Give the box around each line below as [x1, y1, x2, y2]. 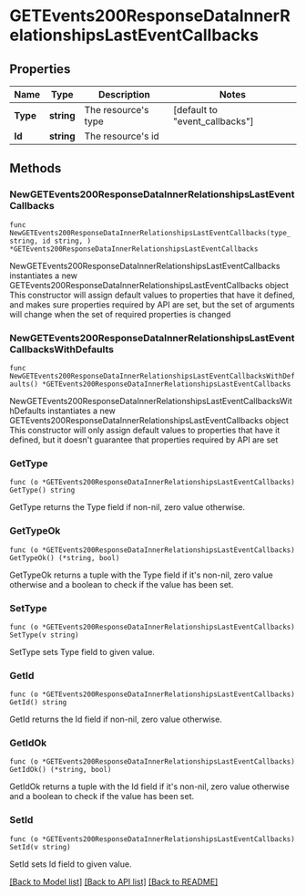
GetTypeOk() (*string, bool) [9, 553, 120, 562]
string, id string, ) [9, 236, 92, 245]
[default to [172, 104, 219, 116]
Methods [9, 161, 62, 176]
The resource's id [84, 130, 159, 142]
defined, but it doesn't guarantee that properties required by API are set [9, 434, 279, 445]
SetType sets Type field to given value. [9, 646, 155, 657]
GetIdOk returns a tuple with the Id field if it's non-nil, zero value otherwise [9, 781, 290, 792]
